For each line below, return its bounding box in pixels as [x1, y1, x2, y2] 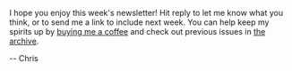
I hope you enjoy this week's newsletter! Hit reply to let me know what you [9, 8, 284, 18]
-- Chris [9, 53, 39, 63]
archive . [9, 35, 39, 46]
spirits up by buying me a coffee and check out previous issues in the [9, 27, 266, 36]
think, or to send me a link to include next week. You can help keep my [9, 17, 270, 28]
